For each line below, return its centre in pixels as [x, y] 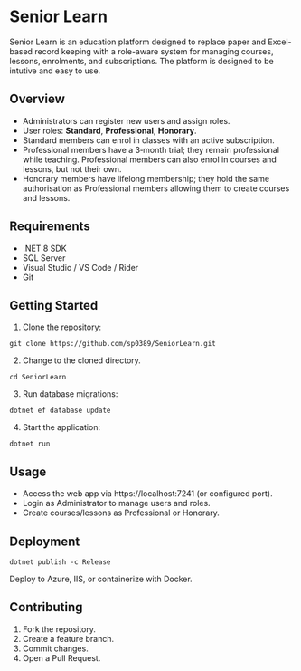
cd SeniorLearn [38, 378]
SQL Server [44, 258]
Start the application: [61, 427]
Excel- [280, 42]
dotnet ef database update [60, 411]
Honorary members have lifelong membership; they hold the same [146, 178]
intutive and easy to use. [55, 71]
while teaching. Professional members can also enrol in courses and [150, 159]
